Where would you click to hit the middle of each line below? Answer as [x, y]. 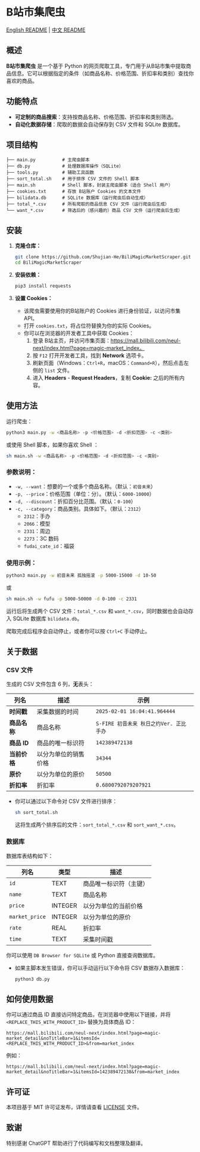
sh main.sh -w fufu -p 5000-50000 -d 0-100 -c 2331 [71, 599]
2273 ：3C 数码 [41, 538]
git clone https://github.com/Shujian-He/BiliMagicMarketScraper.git [103, 257]
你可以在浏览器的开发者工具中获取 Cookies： [79, 333]
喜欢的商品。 [22, 80]
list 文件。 [58, 370]
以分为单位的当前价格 [113, 906]
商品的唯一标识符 [61, 743]
